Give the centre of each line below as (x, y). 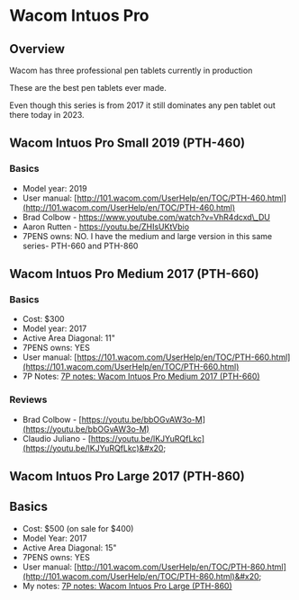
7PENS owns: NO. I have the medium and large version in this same (147, 236)
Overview (37, 49)
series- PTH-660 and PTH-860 (80, 246)
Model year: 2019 (54, 188)
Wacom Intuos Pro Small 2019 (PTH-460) (127, 143)
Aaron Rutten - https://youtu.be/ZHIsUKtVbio (106, 227)
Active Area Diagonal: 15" (69, 547)
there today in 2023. (47, 115)
